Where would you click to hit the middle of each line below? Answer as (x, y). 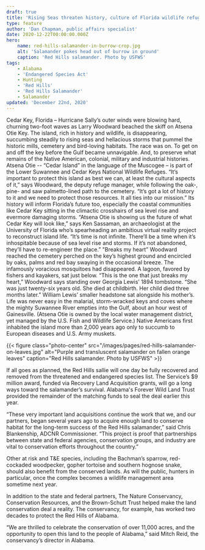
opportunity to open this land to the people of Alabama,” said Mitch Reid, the (103, 534)
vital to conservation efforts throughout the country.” (73, 446)
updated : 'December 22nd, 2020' (47, 102)
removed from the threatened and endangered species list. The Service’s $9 (102, 376)
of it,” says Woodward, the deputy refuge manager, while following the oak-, (102, 185)
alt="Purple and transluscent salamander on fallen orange (117, 351)
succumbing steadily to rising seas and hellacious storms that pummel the (99, 139)
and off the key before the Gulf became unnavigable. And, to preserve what (101, 152)
